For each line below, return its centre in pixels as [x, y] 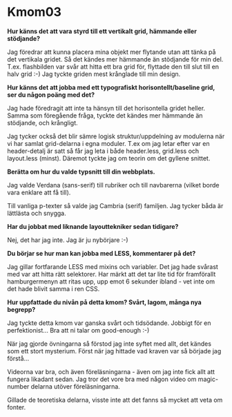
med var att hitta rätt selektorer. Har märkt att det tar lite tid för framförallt [112, 274]
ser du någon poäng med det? [51, 95]
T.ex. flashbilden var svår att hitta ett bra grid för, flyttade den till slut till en [113, 66]
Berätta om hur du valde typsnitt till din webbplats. [81, 172]
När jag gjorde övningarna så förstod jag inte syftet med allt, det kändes [109, 344]
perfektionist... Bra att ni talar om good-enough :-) [78, 330]
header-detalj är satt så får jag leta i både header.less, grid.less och [103, 151]
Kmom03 [35, 12]
